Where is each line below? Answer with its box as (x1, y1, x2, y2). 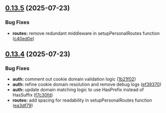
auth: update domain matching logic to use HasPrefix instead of (12, 87, 144, 93)
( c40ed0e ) (12, 35, 35, 41)
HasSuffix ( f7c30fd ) (12, 92, 53, 98)
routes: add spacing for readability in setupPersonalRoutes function (12, 97, 152, 104)
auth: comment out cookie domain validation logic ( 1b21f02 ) (12, 76, 136, 82)
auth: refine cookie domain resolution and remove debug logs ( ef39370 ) (12, 82, 162, 88)
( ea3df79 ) (12, 103, 33, 109)
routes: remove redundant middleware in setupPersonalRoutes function (12, 30, 160, 36)
